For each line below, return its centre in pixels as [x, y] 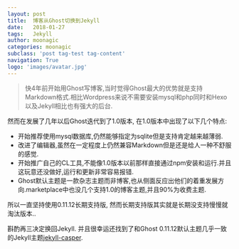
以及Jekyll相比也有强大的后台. [69, 106]
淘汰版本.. [22, 213]
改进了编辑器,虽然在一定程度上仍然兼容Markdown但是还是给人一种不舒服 [124, 145]
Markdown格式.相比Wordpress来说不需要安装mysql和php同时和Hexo [126, 97]
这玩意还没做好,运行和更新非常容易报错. [75, 171]
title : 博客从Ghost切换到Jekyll [54, 21]
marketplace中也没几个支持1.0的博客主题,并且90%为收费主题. [116, 189]
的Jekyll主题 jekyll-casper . [45, 237]
